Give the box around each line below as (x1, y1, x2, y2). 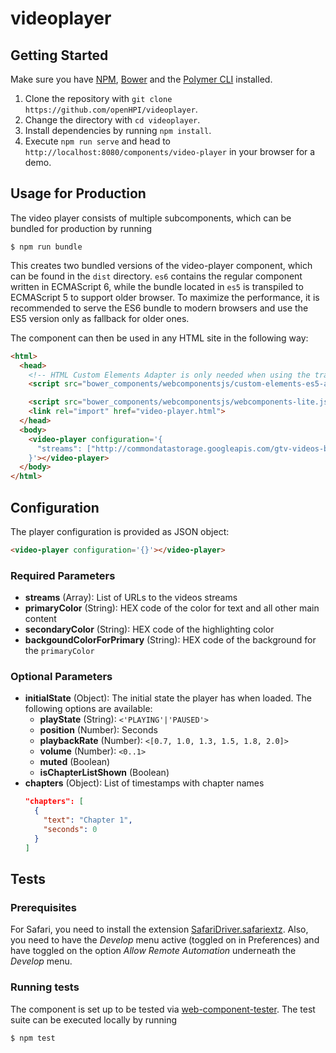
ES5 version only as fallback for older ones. (10, 312, 190, 324)
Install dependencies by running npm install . (24, 125, 212, 136)
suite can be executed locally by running (10, 1013, 178, 1026)
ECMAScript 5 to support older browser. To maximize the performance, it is (10, 291, 320, 303)
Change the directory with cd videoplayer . (24, 114, 201, 126)
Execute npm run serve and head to (24, 135, 171, 147)
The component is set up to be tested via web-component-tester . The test (10, 1003, 316, 1015)
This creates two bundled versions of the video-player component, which (10, 259, 313, 271)
